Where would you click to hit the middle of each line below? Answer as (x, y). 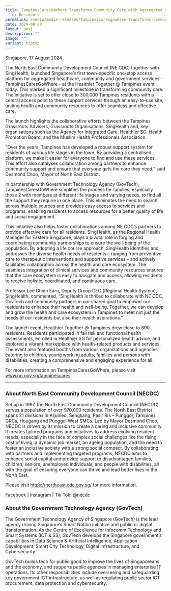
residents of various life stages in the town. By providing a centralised (78, 152)
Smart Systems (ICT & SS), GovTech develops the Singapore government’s (83, 535)
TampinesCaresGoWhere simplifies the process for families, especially (79, 189)
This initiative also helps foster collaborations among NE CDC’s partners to (83, 226)
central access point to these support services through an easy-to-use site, (84, 100)
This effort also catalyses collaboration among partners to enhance (76, 163)
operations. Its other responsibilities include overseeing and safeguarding (82, 573)
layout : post (19, 29)
